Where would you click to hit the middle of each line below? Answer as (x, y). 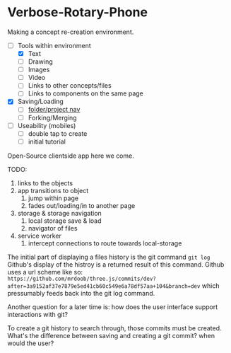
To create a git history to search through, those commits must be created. (114, 328)
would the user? (31, 343)
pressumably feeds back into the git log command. (81, 293)
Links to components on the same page (85, 93)
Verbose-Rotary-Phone (78, 12)
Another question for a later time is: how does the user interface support (113, 307)
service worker (40, 236)
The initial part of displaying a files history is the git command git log (109, 257)
